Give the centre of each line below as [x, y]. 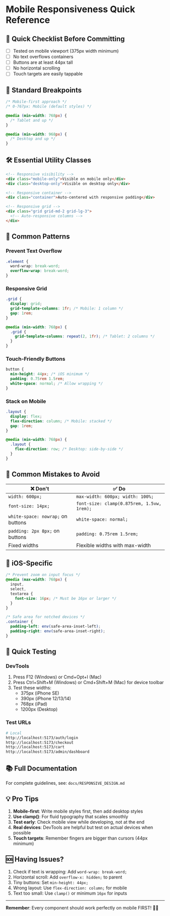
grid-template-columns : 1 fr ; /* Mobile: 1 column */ [67, 309]
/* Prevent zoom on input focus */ [43, 575]
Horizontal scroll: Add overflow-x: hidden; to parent [68, 877]
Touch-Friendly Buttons [36, 359]
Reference [28, 20]
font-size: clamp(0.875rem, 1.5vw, [119, 503]
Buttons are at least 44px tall [43, 62]
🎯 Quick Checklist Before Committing [65, 39]
